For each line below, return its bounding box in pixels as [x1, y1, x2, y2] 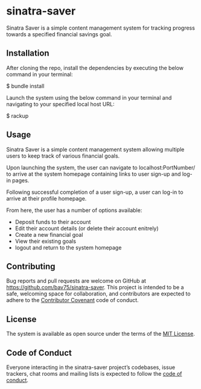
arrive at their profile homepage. [6, 194, 87, 202]
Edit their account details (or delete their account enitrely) [14, 225, 159, 232]
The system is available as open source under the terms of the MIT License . [6, 330, 195, 338]
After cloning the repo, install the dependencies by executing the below [6, 64, 184, 71]
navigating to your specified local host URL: [6, 100, 115, 108]
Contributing [6, 261, 56, 271]
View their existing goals [14, 237, 77, 245]
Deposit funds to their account [14, 218, 91, 225]
